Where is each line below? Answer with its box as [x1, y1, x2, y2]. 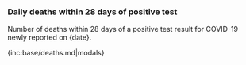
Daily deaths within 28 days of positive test [7, 6, 178, 17]
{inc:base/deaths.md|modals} [7, 48, 105, 58]
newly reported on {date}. [7, 32, 92, 42]
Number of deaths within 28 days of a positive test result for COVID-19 [7, 25, 239, 34]
